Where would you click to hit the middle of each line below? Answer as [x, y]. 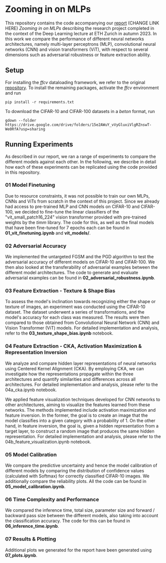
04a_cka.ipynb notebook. [31, 390]
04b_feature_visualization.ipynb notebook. [48, 442]
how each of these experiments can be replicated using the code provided [81, 167]
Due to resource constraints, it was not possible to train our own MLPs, [78, 196]
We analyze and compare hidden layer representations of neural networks [81, 363]
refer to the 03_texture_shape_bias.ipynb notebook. [59, 333]
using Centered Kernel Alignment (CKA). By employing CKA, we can [75, 368]
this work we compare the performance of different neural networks [75, 39]
